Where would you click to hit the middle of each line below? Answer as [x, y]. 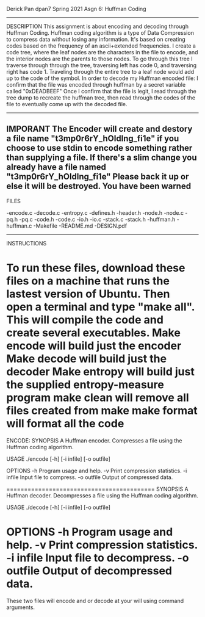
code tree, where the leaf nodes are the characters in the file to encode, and [102, 52]
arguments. [21, 607]
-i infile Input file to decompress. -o [98, 557]
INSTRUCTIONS [27, 243]
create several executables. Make [94, 333]
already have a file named [56, 167]
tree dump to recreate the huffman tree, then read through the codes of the [101, 98]
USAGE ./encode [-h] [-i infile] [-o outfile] [59, 459]
